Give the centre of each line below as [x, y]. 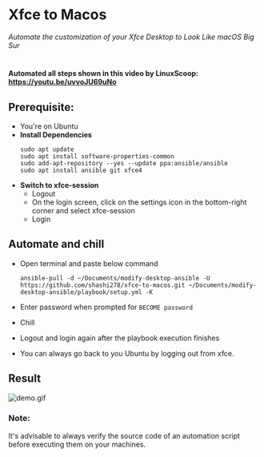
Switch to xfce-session [59, 185]
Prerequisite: [41, 107]
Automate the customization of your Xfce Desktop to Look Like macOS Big [131, 37]
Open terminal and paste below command [89, 263]
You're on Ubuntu [49, 126]
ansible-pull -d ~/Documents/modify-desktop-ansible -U [115, 278]
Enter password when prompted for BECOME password [106, 307]
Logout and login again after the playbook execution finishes [120, 338]
